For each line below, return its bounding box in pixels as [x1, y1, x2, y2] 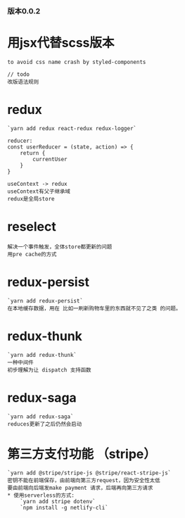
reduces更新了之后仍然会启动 [7, 420, 82, 427]
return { [20, 149, 46, 156]
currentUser [32, 156, 68, 163]
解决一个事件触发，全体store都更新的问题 [7, 243, 113, 251]
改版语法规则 [7, 78, 39, 85]
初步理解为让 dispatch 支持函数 [7, 366, 91, 374]
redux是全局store [7, 195, 55, 202]
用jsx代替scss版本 [7, 35, 115, 51]
